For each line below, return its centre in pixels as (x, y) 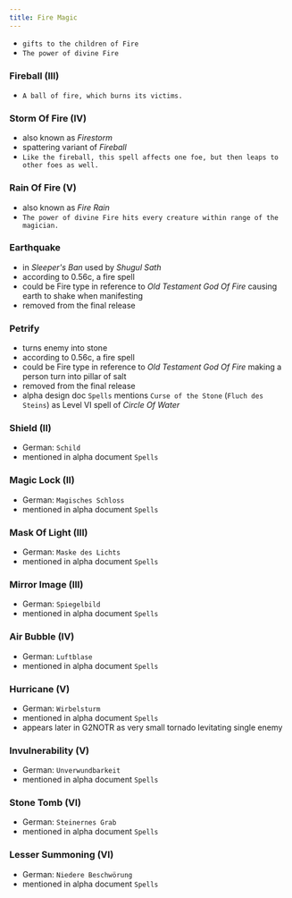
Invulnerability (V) (50, 750)
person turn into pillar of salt (74, 377)
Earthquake (35, 248)
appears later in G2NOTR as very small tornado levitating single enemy (152, 727)
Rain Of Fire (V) (43, 188)
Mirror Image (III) (46, 584)
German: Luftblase (57, 656)
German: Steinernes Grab (69, 822)
